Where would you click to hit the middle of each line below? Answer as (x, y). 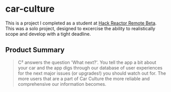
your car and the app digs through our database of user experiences (90, 67)
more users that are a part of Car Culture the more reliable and (84, 78)
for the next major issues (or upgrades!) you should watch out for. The (92, 73)
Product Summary (35, 50)
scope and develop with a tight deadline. (48, 34)
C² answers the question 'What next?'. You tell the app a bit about (87, 62)
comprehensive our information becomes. (62, 84)
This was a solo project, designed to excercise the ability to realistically (80, 28)
